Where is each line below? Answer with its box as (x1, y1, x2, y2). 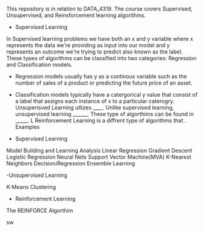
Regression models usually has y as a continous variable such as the (15, 73, 187, 80)
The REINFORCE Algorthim (6, 207, 73, 214)
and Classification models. (6, 61, 73, 68)
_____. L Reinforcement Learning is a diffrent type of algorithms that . (15, 117, 186, 124)
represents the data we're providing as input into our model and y (6, 42, 170, 49)
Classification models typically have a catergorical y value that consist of (15, 91, 198, 98)
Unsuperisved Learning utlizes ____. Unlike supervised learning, (15, 104, 174, 111)
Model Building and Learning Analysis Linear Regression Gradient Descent (6, 147, 192, 154)
